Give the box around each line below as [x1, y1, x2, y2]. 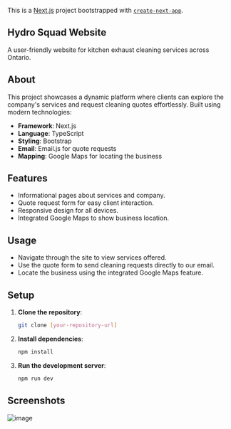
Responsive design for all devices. [17, 206, 119, 215]
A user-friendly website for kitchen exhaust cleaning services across [7, 46, 210, 54]
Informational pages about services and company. [17, 191, 165, 200]
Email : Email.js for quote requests [17, 144, 117, 152]
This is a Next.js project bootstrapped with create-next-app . [7, 6, 184, 14]
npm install [17, 348, 53, 355]
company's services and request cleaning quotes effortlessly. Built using [7, 100, 221, 109]
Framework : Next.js [17, 121, 77, 130]
